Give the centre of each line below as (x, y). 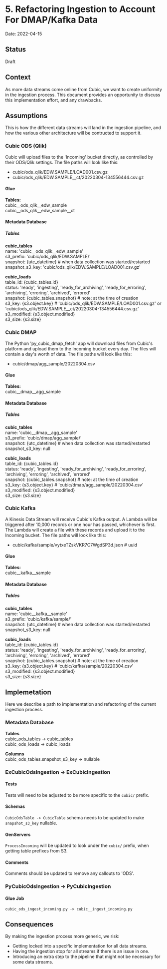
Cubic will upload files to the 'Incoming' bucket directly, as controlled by (79, 157)
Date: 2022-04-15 (24, 34)
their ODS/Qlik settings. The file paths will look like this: (62, 162)
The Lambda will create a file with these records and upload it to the (75, 530)
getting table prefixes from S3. (36, 851)
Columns (15, 754)
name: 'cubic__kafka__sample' (36, 614)
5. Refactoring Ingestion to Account (80, 9)
